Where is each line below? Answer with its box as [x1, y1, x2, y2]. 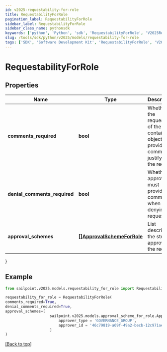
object [147, 135, 163, 142]
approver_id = [58, 323, 88, 328]
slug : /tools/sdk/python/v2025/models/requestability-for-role [5, 35, 139, 40]
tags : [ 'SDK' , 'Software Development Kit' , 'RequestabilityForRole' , [5, 40, 153, 45]
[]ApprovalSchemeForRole [79, 233, 143, 240]
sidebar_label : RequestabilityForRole [5, 21, 85, 26]
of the [147, 123, 162, 130]
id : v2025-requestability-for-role [5, 7, 79, 12]
